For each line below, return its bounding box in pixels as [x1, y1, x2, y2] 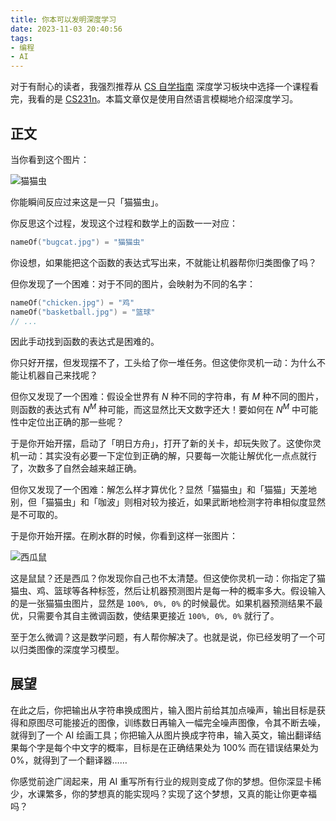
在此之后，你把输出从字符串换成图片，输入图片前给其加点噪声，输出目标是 [10, 704, 317, 716]
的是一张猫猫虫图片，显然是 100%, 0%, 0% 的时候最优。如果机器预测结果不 [10, 597, 315, 610]
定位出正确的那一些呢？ [27, 416, 125, 428]
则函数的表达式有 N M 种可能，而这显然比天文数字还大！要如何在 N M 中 [10, 402, 301, 416]
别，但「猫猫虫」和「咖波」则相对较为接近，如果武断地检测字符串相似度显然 [10, 496, 326, 508]
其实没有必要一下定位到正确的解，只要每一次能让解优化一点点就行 [44, 450, 317, 462]
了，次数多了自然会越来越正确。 [10, 462, 142, 475]
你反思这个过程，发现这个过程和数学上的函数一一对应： [10, 217, 238, 229]
